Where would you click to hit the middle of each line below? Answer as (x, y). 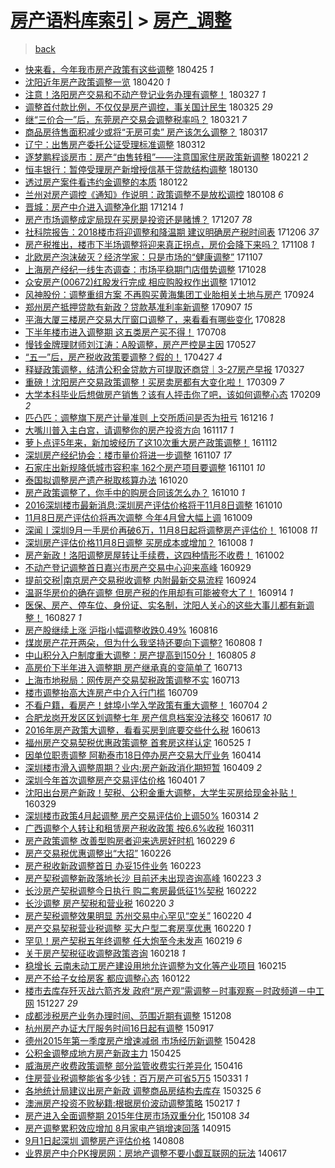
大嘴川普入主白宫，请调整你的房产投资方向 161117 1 (129, 430)
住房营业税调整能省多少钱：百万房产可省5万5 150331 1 (136, 1078)
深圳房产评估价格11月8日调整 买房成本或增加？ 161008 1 (138, 542)
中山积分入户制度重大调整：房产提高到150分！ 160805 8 (140, 655)
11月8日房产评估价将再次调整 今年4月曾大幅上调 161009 (138, 517)
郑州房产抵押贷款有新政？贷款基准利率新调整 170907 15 (138, 307)
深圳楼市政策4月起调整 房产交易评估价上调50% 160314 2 (141, 815)
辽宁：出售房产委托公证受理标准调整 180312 (115, 144)
